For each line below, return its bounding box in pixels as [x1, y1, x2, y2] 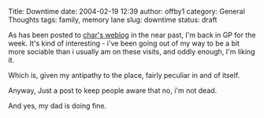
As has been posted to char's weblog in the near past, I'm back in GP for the [8, 31, 256, 39]
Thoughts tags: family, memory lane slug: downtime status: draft [8, 15, 218, 24]
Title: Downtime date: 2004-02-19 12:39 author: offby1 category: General [8, 7, 246, 16]
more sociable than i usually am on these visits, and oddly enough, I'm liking [8, 47, 255, 56]
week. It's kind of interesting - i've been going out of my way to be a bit [8, 39, 240, 48]
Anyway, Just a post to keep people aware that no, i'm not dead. [8, 86, 218, 95]
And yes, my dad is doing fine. [8, 101, 107, 110]
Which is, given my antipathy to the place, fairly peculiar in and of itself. [8, 71, 240, 79]
